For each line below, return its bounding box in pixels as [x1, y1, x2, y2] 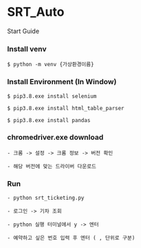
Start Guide [7, 27, 40, 35]
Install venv [7, 44, 47, 54]
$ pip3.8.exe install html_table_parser [7, 105, 125, 112]
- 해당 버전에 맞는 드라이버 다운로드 [7, 163, 97, 169]
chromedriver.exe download [7, 132, 104, 142]
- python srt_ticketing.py [7, 194, 85, 202]
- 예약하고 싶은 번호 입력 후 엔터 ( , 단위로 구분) [7, 235, 135, 242]
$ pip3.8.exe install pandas [7, 116, 91, 124]
